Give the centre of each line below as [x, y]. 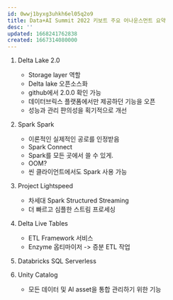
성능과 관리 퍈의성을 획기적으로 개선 [78, 110]
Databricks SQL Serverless [57, 261]
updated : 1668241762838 [43, 34]
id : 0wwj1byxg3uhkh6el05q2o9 [50, 14]
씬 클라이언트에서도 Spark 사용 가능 [78, 172]
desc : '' [20, 27]
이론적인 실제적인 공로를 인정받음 [74, 139]
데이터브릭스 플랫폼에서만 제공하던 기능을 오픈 [92, 102]
